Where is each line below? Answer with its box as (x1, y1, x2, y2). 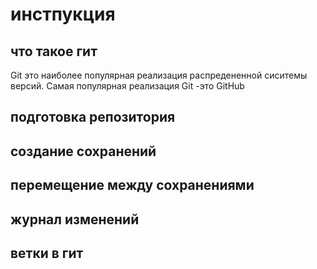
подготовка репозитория (10, 109, 176, 126)
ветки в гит (10, 244, 84, 262)
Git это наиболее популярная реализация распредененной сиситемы (10, 69, 308, 81)
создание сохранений (10, 143, 157, 160)
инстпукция (10, 3, 116, 26)
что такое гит (10, 43, 98, 60)
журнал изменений (10, 211, 140, 228)
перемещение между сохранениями (10, 177, 255, 194)
